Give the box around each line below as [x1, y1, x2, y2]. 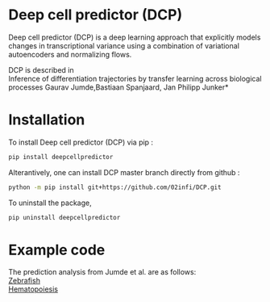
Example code [8, 241, 106, 259]
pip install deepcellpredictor [8, 153, 114, 161]
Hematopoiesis [8, 284, 59, 294]
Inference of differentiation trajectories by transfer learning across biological [8, 73, 262, 83]
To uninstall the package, [8, 198, 92, 208]
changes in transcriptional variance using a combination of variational [8, 40, 240, 50]
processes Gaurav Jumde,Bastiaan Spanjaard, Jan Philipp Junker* [8, 82, 229, 92]
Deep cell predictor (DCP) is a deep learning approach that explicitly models [8, 32, 261, 42]
